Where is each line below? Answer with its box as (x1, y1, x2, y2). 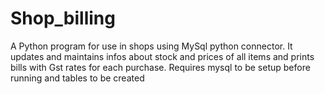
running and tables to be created (10, 72, 145, 84)
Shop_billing (10, 7, 116, 30)
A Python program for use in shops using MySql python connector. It (10, 40, 293, 52)
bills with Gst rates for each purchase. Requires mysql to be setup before (10, 61, 311, 73)
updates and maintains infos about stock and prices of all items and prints (10, 50, 315, 62)
